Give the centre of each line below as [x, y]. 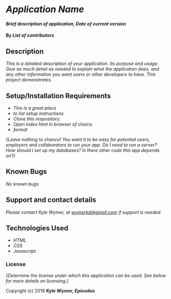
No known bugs [22, 184]
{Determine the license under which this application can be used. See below [86, 275]
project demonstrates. [29, 80]
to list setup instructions [38, 113]
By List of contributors [30, 35]
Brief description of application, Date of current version [66, 23]
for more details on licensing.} [37, 281]
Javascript [24, 251]
